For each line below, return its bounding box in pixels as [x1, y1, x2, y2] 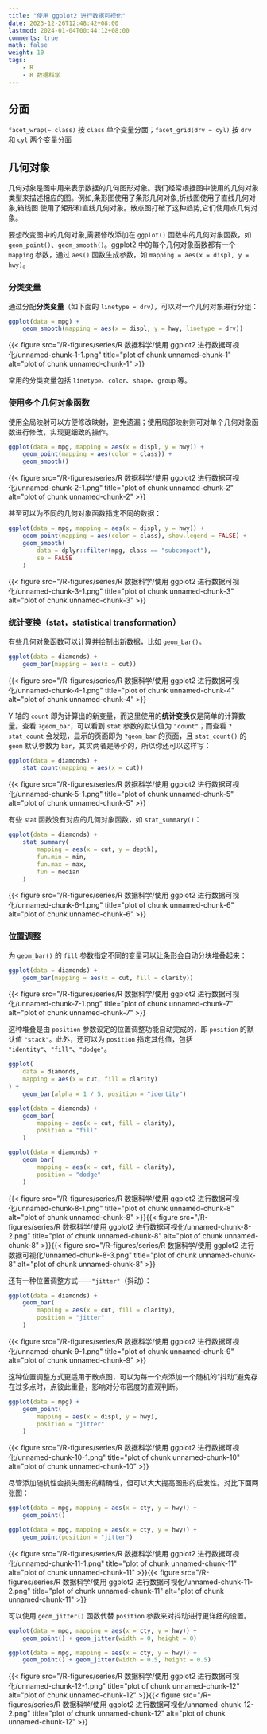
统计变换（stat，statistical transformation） [8, 617, 181, 628]
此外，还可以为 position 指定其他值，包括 [56, 1034, 193, 1044]
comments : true [8, 33, 59, 42]
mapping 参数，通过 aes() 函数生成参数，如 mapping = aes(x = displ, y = [8, 250, 250, 260]
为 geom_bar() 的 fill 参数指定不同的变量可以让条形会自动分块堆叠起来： [8, 950, 247, 960]
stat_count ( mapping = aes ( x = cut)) [22, 764, 145, 772]
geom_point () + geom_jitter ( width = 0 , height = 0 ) [22, 1634, 197, 1642]
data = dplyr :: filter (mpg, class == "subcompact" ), [37, 547, 212, 555]
